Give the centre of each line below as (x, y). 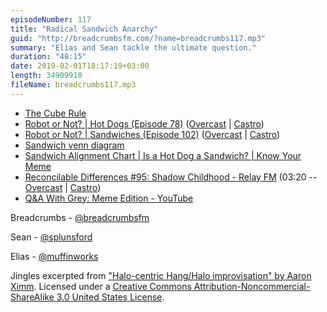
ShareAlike (32, 297)
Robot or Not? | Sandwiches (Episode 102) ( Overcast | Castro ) (152, 134)
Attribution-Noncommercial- (252, 286)
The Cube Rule (55, 113)
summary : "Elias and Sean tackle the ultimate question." (133, 47)
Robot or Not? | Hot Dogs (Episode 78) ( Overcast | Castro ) (144, 123)
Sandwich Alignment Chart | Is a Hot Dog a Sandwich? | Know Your (163, 155)
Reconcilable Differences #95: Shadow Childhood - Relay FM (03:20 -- (171, 177)
